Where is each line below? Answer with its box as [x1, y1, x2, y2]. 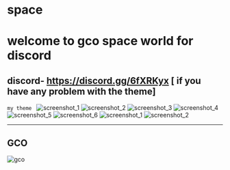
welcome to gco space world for [7, 33, 194, 49]
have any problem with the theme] [7, 85, 156, 97]
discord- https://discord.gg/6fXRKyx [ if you [7, 74, 201, 87]
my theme [7, 105, 32, 112]
